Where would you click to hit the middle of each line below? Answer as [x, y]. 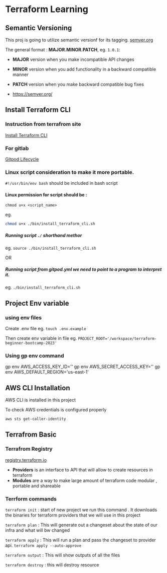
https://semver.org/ [32, 94]
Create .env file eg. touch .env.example [46, 328]
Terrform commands [31, 498]
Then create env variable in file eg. [41, 338]
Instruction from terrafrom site [43, 124]
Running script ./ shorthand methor [44, 235]
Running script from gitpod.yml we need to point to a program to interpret [83, 269]
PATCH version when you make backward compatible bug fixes [78, 84]
